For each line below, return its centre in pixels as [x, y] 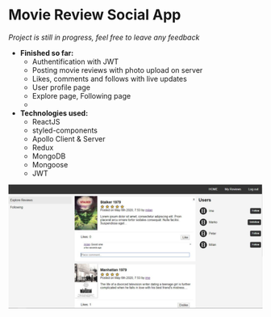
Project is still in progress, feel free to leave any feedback [104, 37]
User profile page [61, 87]
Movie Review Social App [95, 15]
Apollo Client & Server [69, 138]
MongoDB [49, 156]
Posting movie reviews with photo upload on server [117, 70]
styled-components [65, 130]
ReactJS [46, 121]
